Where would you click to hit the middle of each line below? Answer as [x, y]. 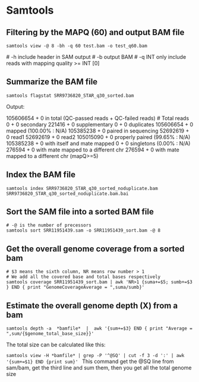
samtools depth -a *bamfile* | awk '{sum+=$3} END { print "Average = [99, 329]
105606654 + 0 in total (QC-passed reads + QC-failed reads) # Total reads [98, 118]
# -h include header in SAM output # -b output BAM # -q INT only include [96, 57]
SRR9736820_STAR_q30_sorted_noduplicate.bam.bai [67, 194]
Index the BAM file [41, 175]
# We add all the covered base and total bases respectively [83, 277]
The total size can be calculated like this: [56, 345]
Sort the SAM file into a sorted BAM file [80, 212]
